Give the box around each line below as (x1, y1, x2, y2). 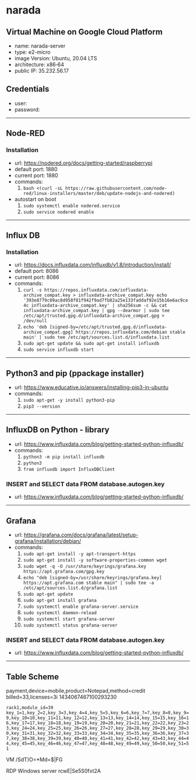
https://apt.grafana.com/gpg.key (23, 569, 105, 574)
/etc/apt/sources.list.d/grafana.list (23, 585, 118, 591)
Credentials (6, 84, 50, 94)
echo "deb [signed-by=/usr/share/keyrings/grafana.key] (23, 574, 162, 580)
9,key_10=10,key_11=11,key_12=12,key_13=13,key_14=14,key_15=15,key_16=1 (6, 715, 190, 721)
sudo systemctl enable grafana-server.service (23, 604, 139, 610)
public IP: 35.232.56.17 (14, 67, 69, 74)
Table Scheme (6, 672, 60, 682)
